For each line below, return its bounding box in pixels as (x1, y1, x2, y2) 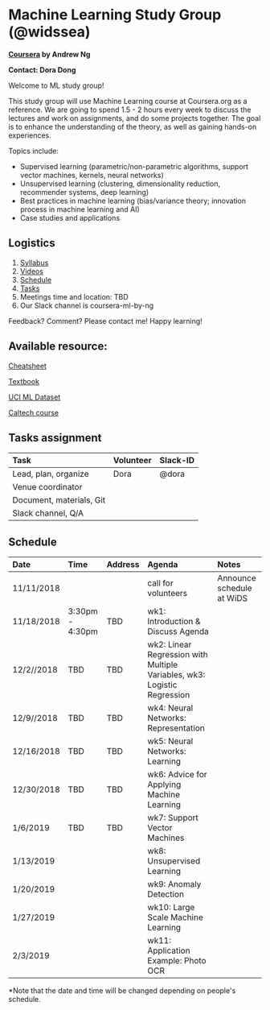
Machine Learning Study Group (8, 6, 222, 24)
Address (106, 559, 140, 570)
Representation (147, 722, 205, 734)
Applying (147, 779, 182, 790)
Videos (19, 266, 44, 275)
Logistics (8, 236, 55, 250)
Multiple (147, 659, 178, 670)
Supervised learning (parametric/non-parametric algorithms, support (19, 161, 249, 171)
